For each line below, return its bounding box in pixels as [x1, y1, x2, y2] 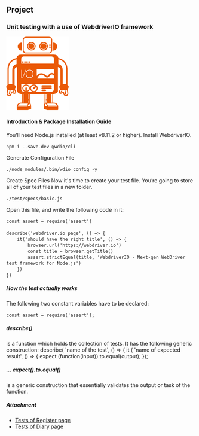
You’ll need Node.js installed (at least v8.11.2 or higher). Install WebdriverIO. [6, 131, 192, 138]
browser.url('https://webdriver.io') [27, 242, 121, 248]
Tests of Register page [14, 416, 71, 423]
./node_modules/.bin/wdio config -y [6, 166, 97, 172]
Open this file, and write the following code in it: [6, 206, 124, 213]
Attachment [6, 401, 37, 408]
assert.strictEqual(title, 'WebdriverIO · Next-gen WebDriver [27, 254, 186, 260]
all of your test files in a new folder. [6, 183, 93, 190]
